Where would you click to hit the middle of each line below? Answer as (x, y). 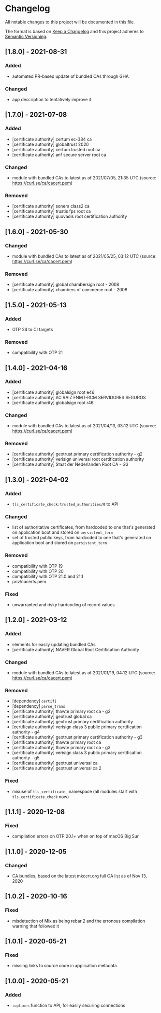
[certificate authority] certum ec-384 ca (52, 139)
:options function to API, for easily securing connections (69, 1005)
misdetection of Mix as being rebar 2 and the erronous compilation (78, 921)
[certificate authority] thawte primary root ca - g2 (61, 711)
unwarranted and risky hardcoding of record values (63, 605)
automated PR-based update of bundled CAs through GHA (70, 76)
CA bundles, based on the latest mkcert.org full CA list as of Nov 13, (80, 876)
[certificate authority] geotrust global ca (52, 716)
